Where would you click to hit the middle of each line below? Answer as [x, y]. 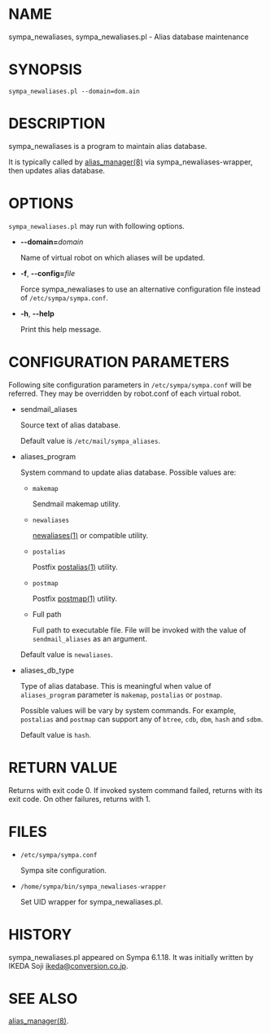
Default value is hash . [56, 734]
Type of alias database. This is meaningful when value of [116, 686]
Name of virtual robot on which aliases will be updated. [112, 257]
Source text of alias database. [70, 425]
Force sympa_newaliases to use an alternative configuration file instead [140, 289]
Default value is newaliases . [67, 654]
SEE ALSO [43, 999]
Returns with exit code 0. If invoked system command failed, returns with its [135, 790]
